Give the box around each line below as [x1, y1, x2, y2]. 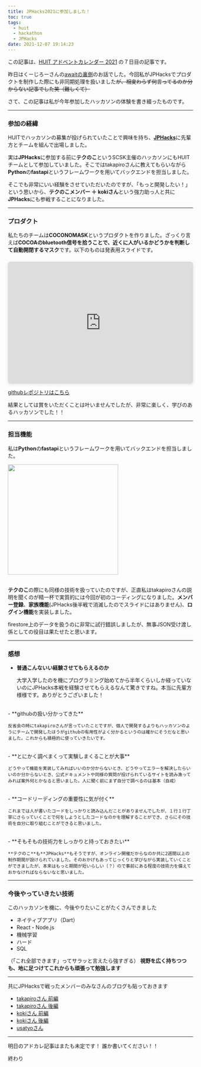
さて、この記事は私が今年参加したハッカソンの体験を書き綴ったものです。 [8, 98, 187, 105]
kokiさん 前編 [16, 1010, 49, 1017]
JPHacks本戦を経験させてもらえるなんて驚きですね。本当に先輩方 [32, 684, 192, 691]
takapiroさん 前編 [16, 995, 59, 1002]
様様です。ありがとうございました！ [16, 691, 104, 698]
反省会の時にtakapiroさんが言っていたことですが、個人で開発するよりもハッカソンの [8, 723, 186, 729]
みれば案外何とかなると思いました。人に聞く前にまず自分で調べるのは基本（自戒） [8, 778, 179, 784]
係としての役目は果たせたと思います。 [8, 628, 101, 635]
